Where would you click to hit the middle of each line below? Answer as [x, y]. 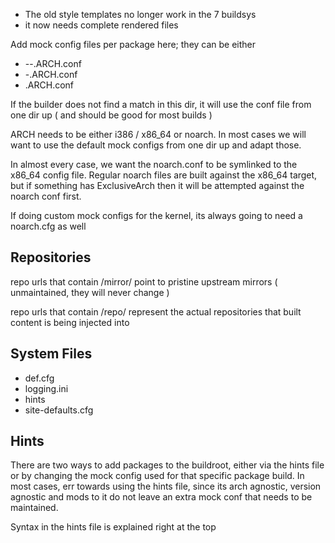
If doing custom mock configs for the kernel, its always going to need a [156, 215]
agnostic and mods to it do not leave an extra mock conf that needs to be [161, 497]
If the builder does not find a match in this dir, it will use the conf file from [161, 104]
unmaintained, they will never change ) [90, 292]
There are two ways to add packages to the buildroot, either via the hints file [167, 465]
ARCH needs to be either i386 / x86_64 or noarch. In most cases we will [158, 134]
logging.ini [46, 388]
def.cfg [39, 378]
